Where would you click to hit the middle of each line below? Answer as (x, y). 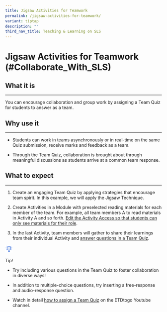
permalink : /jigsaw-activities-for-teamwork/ (53, 16)
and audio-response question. (43, 290)
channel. (21, 305)
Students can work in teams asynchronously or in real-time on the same (86, 140)
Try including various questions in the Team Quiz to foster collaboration (85, 270)
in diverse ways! (29, 275)
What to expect (29, 176)
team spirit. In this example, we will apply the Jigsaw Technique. (78, 198)
